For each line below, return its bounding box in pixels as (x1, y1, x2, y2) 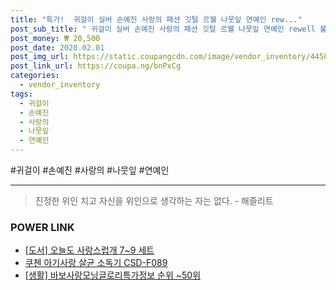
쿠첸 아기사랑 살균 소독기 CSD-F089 (24, 257, 168, 269)
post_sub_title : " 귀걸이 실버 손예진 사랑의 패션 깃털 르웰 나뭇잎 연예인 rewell (10, 24, 316, 34)
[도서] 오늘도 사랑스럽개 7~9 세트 (24, 244, 155, 256)
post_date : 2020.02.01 (10, 42, 105, 53)
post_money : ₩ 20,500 (10, 33, 101, 43)
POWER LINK (10, 220, 75, 234)
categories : (10, 71, 60, 81)
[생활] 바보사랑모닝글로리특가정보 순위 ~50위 (24, 269, 202, 281)
